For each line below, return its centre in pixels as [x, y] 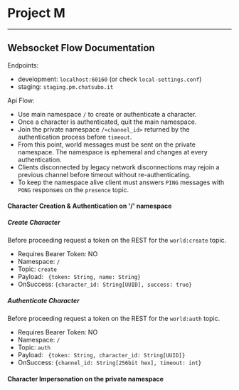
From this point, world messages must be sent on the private [106, 144]
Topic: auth [34, 347]
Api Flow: [21, 100]
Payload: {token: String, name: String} [79, 277]
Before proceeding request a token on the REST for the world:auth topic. [114, 319]
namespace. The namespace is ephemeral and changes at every [112, 152]
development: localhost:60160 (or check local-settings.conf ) [110, 79]
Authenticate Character [43, 300]
